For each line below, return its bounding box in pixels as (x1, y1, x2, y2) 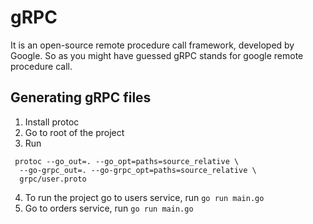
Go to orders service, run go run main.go (24, 202, 194, 214)
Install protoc (24, 116, 80, 128)
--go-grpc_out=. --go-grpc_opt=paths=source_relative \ (19, 165, 257, 175)
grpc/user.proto (19, 174, 87, 184)
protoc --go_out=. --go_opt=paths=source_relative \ (14, 156, 240, 166)
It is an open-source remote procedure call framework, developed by (10, 39, 295, 51)
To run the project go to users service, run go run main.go (24, 191, 265, 203)
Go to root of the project (24, 126, 125, 138)
